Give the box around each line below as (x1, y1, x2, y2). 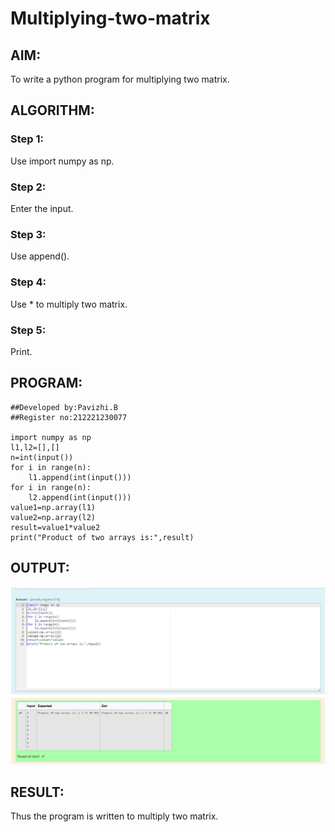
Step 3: (10, 227, 47, 241)
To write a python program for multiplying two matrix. (10, 73, 230, 85)
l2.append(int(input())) (28, 492, 132, 502)
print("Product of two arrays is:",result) (10, 532, 195, 542)
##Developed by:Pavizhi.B (10, 402, 118, 412)
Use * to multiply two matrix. (10, 298, 128, 310)
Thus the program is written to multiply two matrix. (10, 810, 219, 822)
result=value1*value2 (10, 522, 101, 532)
